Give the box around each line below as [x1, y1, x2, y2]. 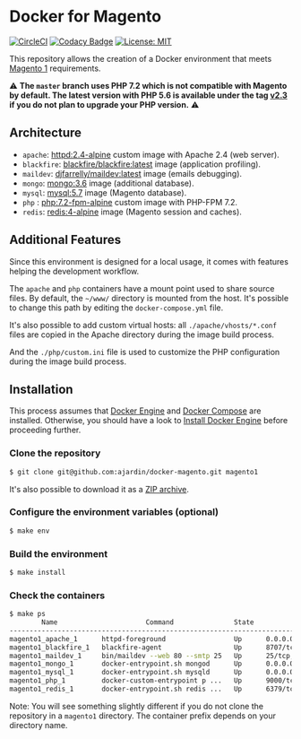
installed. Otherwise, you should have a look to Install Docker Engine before [9, 415, 288, 426]
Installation [9, 381, 73, 396]
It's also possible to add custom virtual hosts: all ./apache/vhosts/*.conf [9, 319, 278, 330]
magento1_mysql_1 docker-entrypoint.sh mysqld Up [9, 668, 243, 677]
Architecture [9, 126, 82, 141]
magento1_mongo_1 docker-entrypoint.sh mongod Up [9, 659, 243, 669]
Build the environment [9, 547, 108, 560]
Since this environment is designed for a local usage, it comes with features [9, 256, 289, 266]
